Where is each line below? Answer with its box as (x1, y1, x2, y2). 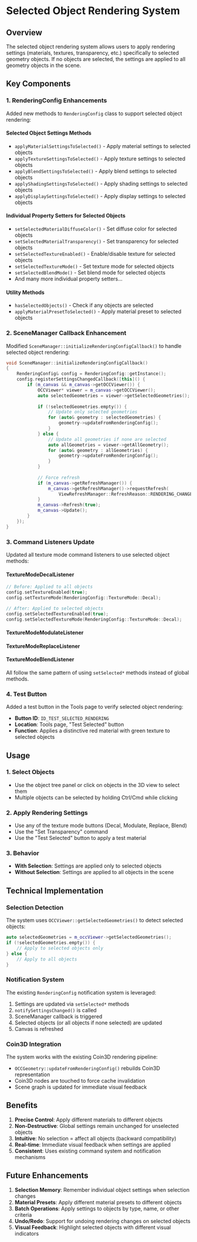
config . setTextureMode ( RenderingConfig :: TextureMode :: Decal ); (6, 595, 161, 601)
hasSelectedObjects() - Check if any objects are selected (14, 302, 154, 309)
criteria (14, 1211, 32, 1218)
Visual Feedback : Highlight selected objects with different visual (14, 1224, 171, 1231)
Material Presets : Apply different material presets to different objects (14, 1199, 182, 1206)
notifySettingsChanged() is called (14, 1006, 97, 1013)
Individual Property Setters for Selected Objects (6, 212, 126, 219)
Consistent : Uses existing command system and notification (14, 1147, 161, 1154)
